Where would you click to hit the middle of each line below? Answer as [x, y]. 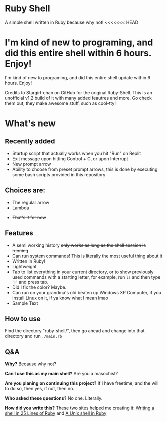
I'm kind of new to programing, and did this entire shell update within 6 [78, 77]
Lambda [21, 208]
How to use [23, 319]
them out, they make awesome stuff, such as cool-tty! [61, 103]
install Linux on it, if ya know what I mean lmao [60, 298]
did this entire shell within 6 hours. [78, 53]
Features [19, 233]
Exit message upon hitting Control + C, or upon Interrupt [70, 159]
